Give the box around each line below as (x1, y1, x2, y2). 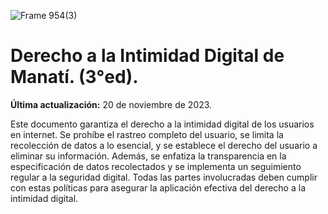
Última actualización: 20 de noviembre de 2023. (10, 98, 213, 110)
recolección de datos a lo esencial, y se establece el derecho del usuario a (10, 139, 318, 151)
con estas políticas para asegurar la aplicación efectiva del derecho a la (10, 181, 307, 194)
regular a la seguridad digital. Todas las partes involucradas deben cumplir (10, 171, 318, 183)
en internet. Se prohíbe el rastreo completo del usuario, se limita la (10, 128, 284, 140)
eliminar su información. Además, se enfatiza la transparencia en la (10, 150, 287, 162)
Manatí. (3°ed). (10, 66, 139, 89)
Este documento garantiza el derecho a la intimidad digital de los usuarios (10, 118, 315, 130)
